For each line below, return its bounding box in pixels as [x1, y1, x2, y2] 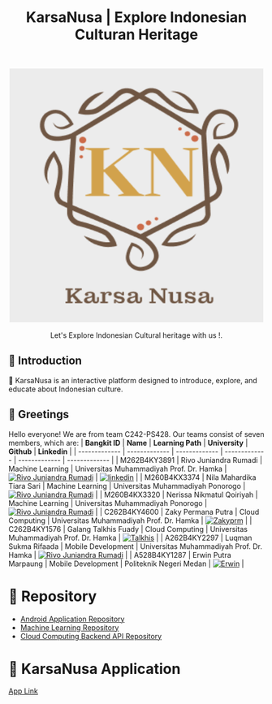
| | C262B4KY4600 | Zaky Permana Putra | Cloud [95, 507, 260, 516]
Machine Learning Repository [19, 622, 119, 633]
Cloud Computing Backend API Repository [19, 631, 162, 641]
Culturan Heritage [74, 25, 199, 44]
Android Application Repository [19, 614, 125, 624]
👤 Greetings [8, 408, 70, 421]
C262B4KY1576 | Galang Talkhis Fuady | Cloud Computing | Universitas [8, 524, 248, 533]
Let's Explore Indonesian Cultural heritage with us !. [50, 330, 223, 340]
